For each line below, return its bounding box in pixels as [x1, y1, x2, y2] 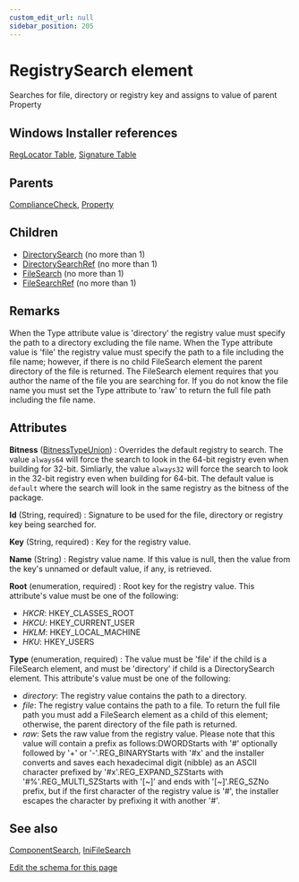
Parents [9, 175, 54, 190]
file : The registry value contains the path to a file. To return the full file [21, 700, 280, 710]
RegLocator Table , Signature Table [9, 149, 137, 160]
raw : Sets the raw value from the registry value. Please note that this [21, 728, 276, 739]
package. [9, 491, 44, 503]
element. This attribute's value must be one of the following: [9, 673, 231, 684]
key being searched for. [9, 518, 97, 530]
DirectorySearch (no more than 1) [21, 249, 146, 260]
